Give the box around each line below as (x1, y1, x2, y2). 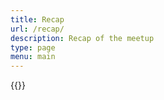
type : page (10, 42, 56, 53)
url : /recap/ (10, 24, 65, 34)
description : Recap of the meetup (10, 33, 155, 43)
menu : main (10, 52, 56, 62)
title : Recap (10, 14, 65, 25)
